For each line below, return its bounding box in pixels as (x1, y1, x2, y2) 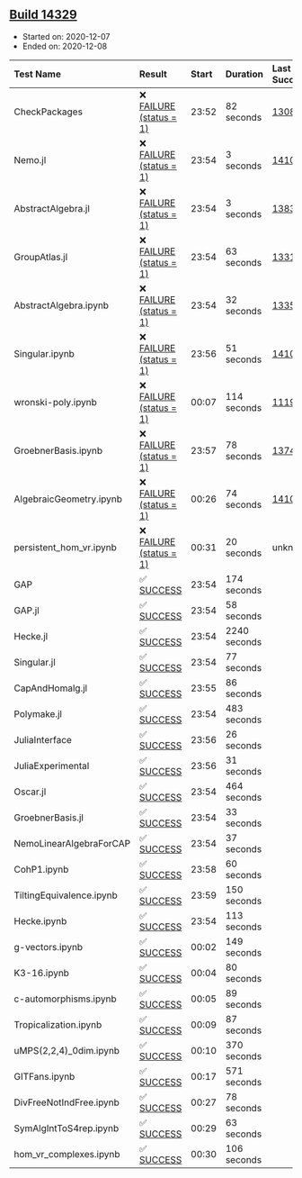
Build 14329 (9, 7, 78, 23)
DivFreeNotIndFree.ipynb (13, 1096, 120, 1109)
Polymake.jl (13, 707, 63, 720)
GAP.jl (13, 603, 40, 616)
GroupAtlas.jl (13, 250, 68, 263)
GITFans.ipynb (13, 1070, 75, 1083)
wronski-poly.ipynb (13, 395, 97, 408)
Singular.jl (13, 656, 56, 668)
